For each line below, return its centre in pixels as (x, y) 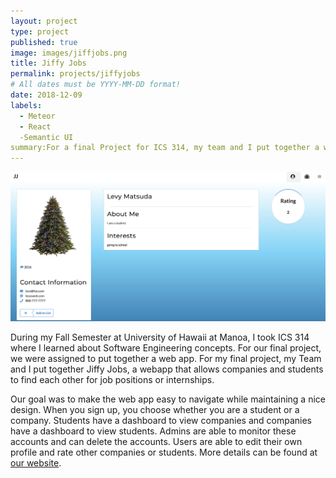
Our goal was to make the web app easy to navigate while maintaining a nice (168, 399)
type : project (40, 31)
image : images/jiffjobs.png (69, 53)
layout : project (44, 21)
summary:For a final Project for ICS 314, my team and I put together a (165, 148)
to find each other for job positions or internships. (112, 379)
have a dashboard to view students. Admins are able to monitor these (153, 431)
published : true (44, 42)
